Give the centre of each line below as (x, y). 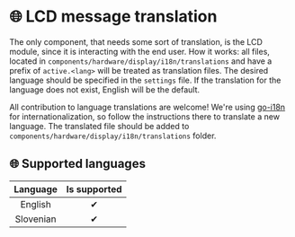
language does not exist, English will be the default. (105, 89)
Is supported (94, 189)
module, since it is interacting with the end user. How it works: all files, (139, 51)
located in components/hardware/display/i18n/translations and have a (141, 61)
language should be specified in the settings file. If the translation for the (145, 80)
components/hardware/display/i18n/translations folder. (113, 136)
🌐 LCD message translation (113, 17)
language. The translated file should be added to (99, 126)
